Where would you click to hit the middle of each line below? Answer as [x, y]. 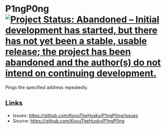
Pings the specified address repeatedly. [47, 87]
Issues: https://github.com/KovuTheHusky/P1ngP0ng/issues [75, 115]
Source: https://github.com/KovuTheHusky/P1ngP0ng [69, 121]
